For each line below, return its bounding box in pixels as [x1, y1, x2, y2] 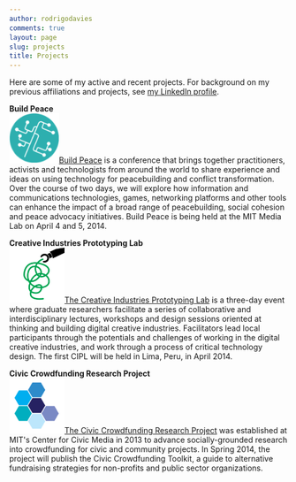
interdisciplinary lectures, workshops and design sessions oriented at [9, 314, 262, 325]
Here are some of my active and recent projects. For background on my [9, 77, 269, 88]
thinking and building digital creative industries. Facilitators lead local [9, 323, 261, 333]
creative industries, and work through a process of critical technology [9, 341, 263, 353]
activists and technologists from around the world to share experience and [9, 164, 281, 175]
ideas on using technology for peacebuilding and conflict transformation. [9, 173, 275, 185]
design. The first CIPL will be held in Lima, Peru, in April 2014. [9, 351, 233, 362]
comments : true [9, 23, 65, 33]
